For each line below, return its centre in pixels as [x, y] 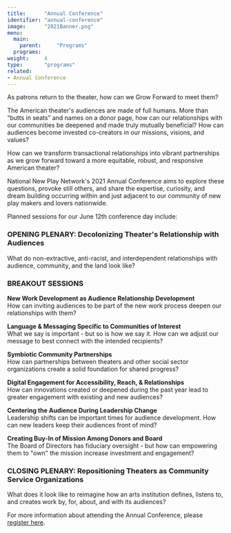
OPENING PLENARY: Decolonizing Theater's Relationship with [113, 234]
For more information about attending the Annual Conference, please [105, 515]
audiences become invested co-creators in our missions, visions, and [106, 132]
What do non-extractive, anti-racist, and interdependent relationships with [112, 258]
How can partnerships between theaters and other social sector [98, 361]
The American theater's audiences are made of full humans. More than [108, 110]
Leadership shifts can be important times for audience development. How [112, 417]
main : [21, 39]
